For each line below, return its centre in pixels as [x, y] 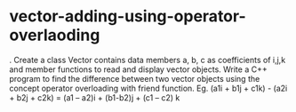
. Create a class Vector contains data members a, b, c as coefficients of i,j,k [148, 60]
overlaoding [55, 35]
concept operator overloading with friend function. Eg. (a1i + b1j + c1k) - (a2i [148, 88]
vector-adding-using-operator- [128, 16]
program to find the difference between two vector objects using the [135, 78]
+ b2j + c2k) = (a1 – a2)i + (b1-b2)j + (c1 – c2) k [95, 97]
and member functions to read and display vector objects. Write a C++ [139, 69]
